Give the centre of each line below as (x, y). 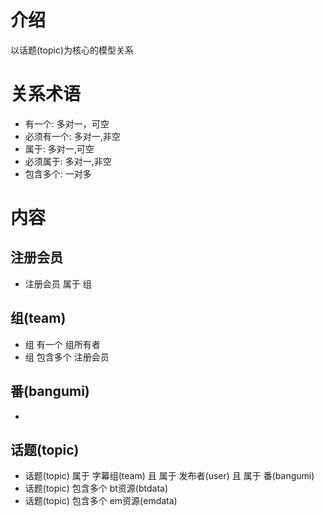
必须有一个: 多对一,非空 (72, 136)
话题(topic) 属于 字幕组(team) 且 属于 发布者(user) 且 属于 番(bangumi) (169, 476)
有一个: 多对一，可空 (67, 123)
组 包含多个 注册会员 (67, 357)
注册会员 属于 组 (58, 283)
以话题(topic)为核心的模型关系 (72, 50)
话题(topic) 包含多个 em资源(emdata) (101, 501)
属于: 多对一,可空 (59, 148)
